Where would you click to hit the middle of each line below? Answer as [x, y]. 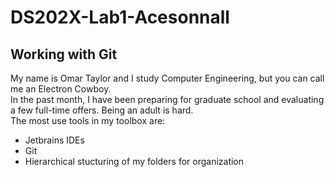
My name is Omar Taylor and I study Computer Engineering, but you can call [167, 78]
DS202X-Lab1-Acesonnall [120, 17]
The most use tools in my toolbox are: [88, 120]
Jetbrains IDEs [54, 140]
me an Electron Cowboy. [61, 89]
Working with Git [64, 54]
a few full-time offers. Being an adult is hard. [102, 110]
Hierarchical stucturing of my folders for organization [134, 161]
